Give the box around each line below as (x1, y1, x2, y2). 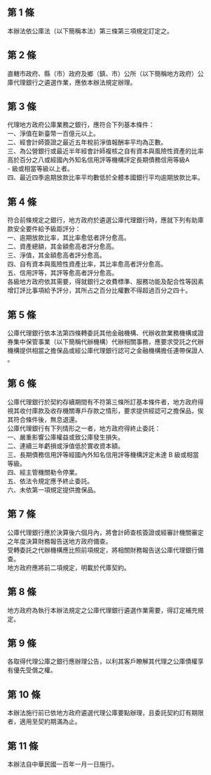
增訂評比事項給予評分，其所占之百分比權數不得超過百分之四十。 (7, 286, 191, 295)
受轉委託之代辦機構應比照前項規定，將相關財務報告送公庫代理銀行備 (7, 546, 204, 554)
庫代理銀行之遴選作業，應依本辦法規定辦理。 (7, 78, 137, 87)
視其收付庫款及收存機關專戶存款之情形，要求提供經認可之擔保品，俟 (7, 406, 204, 415)
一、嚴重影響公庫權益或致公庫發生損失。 (7, 433, 124, 441)
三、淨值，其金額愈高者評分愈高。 (7, 251, 106, 260)
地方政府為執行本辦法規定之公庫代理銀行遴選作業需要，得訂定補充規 (7, 606, 204, 614)
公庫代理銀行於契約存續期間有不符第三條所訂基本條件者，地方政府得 (7, 397, 204, 406)
